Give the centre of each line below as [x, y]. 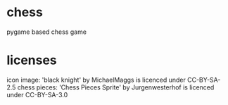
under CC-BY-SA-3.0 [37, 94]
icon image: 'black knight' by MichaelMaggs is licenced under [96, 80]
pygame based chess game [47, 32]
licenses [32, 60]
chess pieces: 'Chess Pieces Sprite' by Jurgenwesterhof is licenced [116, 87]
